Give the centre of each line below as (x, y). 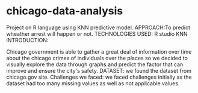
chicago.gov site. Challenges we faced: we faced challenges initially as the (99, 77)
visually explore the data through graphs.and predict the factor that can (95, 64)
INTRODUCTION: (27, 40)
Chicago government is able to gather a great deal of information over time (99, 51)
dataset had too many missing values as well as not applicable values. (93, 83)
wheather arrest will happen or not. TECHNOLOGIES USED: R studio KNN (97, 33)
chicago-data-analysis (65, 11)
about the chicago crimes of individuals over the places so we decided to (97, 58)
